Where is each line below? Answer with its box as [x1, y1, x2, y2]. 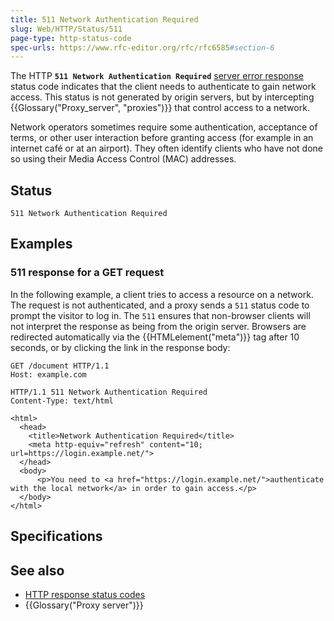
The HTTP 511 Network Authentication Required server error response [10, 70, 304, 82]
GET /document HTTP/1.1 [10, 361, 110, 371]
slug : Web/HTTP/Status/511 [10, 24, 123, 34]
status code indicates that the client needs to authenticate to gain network [10, 81, 317, 93]
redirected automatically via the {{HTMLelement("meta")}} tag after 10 [10, 331, 300, 343]
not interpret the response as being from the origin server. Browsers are [10, 320, 307, 332]
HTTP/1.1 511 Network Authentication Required [10, 387, 208, 397]
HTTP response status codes [24, 588, 146, 600]
